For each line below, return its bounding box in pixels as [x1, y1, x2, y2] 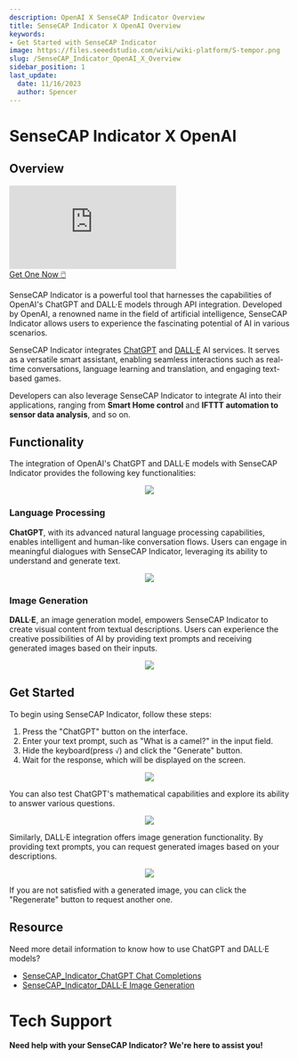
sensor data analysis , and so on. [9, 408, 131, 419]
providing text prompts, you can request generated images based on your [9, 841, 280, 852]
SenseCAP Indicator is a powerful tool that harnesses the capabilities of [9, 289, 272, 300]
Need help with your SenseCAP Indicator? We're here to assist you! [9, 1040, 263, 1051]
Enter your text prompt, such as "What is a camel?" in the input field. [21, 735, 274, 746]
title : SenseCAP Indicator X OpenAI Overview [9, 21, 181, 30]
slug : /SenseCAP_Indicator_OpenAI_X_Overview [9, 54, 181, 63]
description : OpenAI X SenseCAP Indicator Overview [9, 12, 205, 22]
